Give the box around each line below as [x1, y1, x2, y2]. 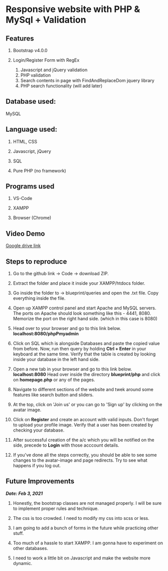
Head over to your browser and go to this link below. [13, 325, 121, 331]
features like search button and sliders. [13, 392, 94, 398]
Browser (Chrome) [13, 215, 52, 221]
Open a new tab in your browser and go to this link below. [13, 366, 132, 372]
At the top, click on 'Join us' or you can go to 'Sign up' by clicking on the [13, 402, 162, 408]
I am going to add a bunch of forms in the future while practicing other [13, 525, 158, 531]
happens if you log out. [13, 463, 61, 469]
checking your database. [13, 427, 65, 433]
